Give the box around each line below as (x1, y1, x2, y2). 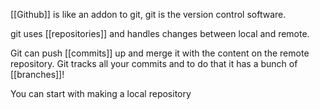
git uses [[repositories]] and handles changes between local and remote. (10, 28, 310, 39)
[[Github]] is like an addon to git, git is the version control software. (10, 9, 287, 20)
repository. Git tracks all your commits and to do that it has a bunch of (10, 58, 298, 69)
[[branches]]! (10, 69, 65, 80)
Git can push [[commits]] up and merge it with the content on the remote (10, 47, 310, 59)
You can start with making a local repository (10, 88, 192, 99)
